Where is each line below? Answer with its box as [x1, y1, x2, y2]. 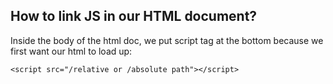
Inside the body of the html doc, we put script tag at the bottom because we [10, 34, 324, 46]
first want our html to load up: [10, 45, 133, 57]
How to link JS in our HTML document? [10, 8, 258, 25]
